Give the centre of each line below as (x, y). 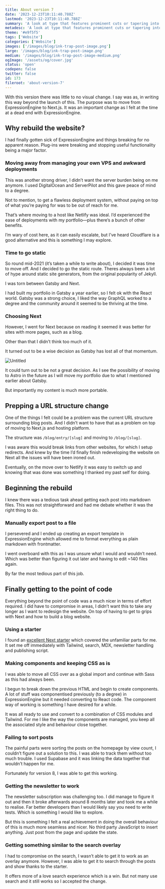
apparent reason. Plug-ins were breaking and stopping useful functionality (80, 145)
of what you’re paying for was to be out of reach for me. (62, 205)
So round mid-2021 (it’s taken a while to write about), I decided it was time (80, 263)
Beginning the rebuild (39, 488)
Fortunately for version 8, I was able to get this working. (61, 773)
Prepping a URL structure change (57, 406)
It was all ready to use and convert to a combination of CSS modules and (79, 714)
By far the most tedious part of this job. (45, 573)
